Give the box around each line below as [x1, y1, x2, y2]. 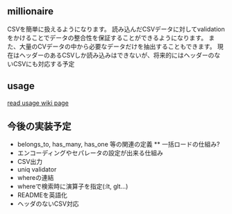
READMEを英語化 [17, 191, 68, 199]
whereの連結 [17, 174, 54, 182]
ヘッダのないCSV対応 [17, 199, 79, 208]
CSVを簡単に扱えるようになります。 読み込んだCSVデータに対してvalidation [7, 24, 225, 33]
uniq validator [17, 165, 57, 174]
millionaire [7, 6, 54, 17]
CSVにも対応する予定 [13, 59, 75, 68]
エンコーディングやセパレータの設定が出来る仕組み [17, 149, 163, 157]
